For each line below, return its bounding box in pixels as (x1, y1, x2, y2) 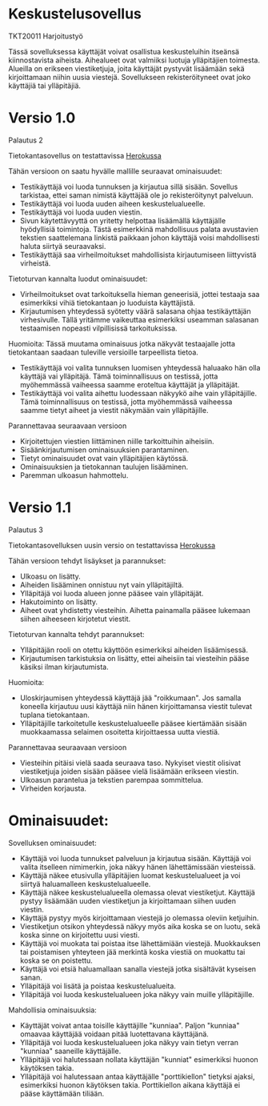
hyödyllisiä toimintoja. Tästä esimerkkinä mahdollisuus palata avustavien (19, 224, 258, 234)
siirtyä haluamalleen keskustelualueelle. (19, 879, 151, 888)
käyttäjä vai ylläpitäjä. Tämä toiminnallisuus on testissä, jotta (19, 371, 218, 381)
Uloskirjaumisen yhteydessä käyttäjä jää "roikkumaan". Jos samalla (19, 693, 242, 703)
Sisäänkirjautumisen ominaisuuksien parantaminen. (19, 445, 190, 455)
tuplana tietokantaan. (19, 710, 90, 719)
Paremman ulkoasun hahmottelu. (19, 470, 129, 480)
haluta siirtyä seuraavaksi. (19, 241, 106, 250)
